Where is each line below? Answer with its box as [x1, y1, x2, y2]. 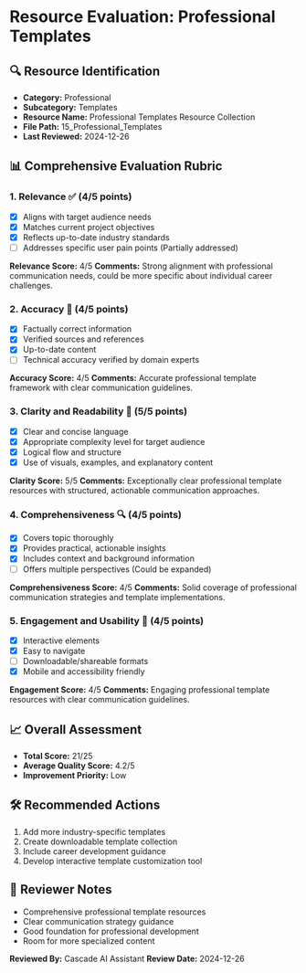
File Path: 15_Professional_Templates [22, 122, 163, 132]
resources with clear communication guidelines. [9, 694, 190, 705]
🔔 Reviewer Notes [9, 882, 112, 897]
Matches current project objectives [22, 221, 155, 232]
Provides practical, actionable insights [22, 543, 166, 554]
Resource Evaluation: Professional [9, 6, 276, 27]
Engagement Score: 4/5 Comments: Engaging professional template [9, 684, 270, 695]
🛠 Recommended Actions [9, 798, 161, 813]
